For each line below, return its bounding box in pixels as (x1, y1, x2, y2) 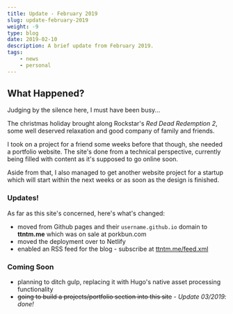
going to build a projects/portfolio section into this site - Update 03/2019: (17, 292, 227, 301)
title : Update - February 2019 (7, 10, 98, 17)
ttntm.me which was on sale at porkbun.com (17, 230, 147, 238)
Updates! (7, 193, 40, 203)
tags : (7, 49, 23, 56)
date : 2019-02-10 (7, 36, 58, 43)
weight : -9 (7, 23, 39, 30)
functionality (17, 286, 54, 294)
